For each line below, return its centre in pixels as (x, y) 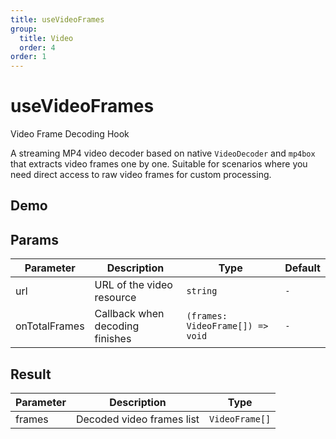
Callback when (129, 314)
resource (115, 298)
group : (24, 29)
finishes (113, 339)
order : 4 (37, 47)
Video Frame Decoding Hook (70, 134)
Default (302, 268)
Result (31, 374)
